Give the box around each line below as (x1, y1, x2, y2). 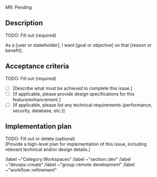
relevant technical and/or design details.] (5, 146, 91, 152)
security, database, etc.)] (12, 107, 65, 113)
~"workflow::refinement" (5, 166, 57, 173)
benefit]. (5, 47, 23, 53)
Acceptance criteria (5, 62, 69, 71)
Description (5, 19, 43, 27)
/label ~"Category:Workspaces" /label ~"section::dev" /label (5, 156, 131, 162)
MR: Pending (5, 5, 32, 10)
